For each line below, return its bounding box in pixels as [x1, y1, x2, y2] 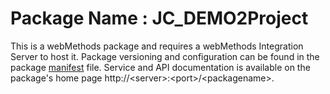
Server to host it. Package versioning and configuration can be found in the [10, 50, 320, 62]
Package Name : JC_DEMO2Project [10, 7, 309, 30]
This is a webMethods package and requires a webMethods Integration [10, 40, 304, 52]
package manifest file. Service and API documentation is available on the [10, 61, 311, 73]
